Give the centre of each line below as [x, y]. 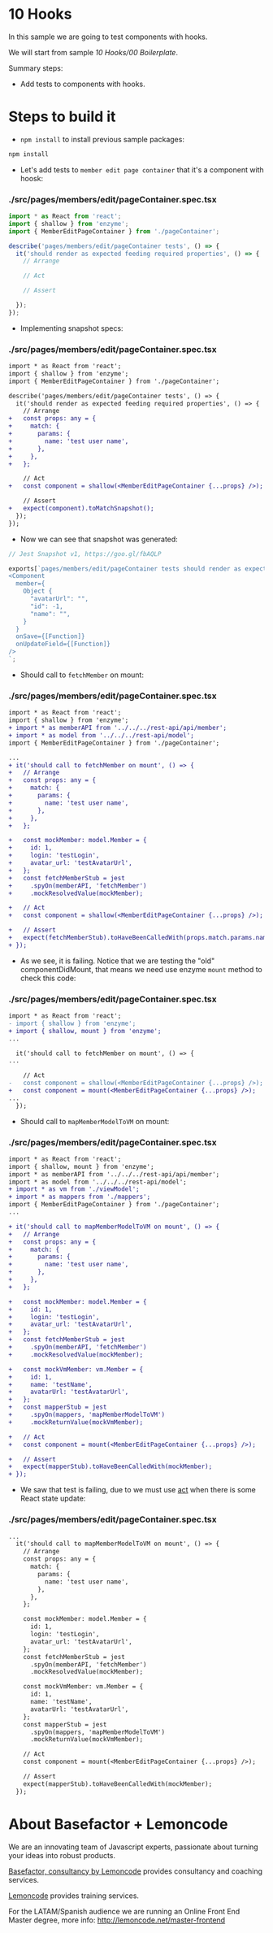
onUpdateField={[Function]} [63, 644]
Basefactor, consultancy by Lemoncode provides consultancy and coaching [135, 1871]
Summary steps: [36, 68]
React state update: [53, 1499]
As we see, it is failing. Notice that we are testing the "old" [117, 961]
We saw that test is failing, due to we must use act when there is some [138, 1490]
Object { [38, 591]
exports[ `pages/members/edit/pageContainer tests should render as [125, 569]
